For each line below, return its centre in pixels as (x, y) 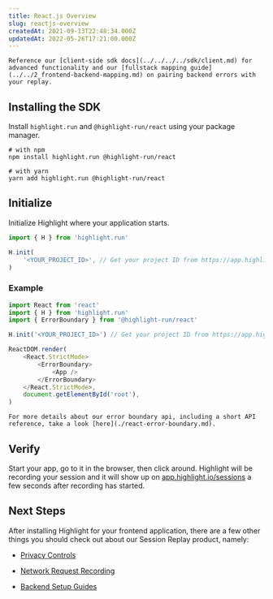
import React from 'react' (54, 305)
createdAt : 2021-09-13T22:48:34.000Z (72, 31)
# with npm (27, 150)
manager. (24, 136)
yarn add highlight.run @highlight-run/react (87, 179)
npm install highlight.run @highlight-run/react (92, 157)
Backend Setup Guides (58, 586)
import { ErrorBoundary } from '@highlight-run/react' (103, 320)
